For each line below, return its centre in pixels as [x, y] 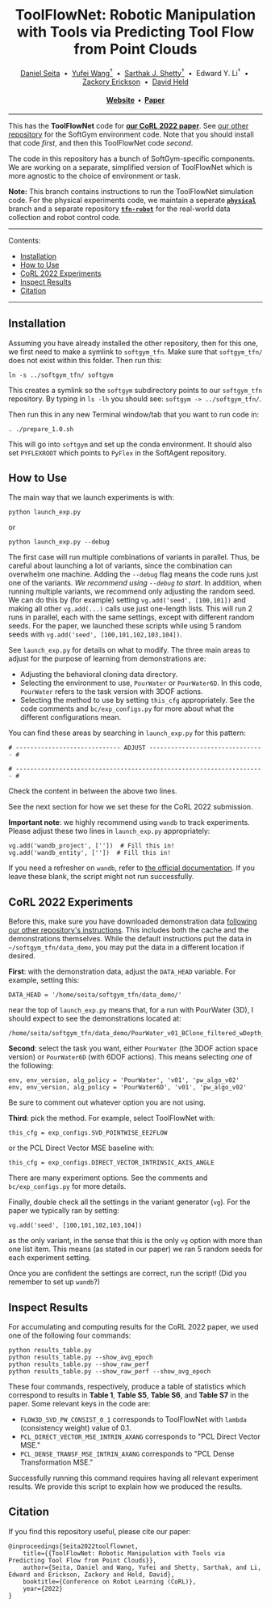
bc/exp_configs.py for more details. [67, 1186]
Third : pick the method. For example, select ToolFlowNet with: [112, 1119]
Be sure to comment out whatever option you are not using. [107, 1102]
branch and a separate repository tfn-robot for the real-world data [120, 209]
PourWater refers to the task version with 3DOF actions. [111, 691]
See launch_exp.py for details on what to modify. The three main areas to [129, 650]
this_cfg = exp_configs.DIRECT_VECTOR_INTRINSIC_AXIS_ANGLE [112, 1163]
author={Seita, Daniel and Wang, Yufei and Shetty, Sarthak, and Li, [142, 1567]
